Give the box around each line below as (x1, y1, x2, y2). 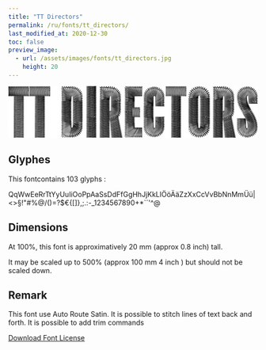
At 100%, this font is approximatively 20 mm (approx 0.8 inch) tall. (8, 242, 223, 251)
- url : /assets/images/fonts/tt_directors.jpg (15, 55, 172, 63)
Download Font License (8, 333, 85, 343)
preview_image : (8, 46, 59, 55)
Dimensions (8, 221, 69, 234)
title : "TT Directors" (8, 13, 83, 21)
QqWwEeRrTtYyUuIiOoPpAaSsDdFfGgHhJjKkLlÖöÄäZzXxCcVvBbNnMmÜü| (8, 189, 256, 199)
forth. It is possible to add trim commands (8, 318, 145, 328)
